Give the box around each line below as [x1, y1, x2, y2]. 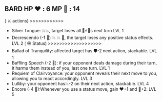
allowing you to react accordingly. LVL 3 [11, 75, 92, 81]
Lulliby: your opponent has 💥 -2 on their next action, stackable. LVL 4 [11, 81, 149, 86]
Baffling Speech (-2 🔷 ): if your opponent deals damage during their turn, [11, 60, 157, 66]
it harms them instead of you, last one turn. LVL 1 [11, 65, 110, 71]
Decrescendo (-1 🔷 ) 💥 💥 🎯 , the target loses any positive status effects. [11, 35, 154, 40]
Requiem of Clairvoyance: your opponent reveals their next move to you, [11, 70, 158, 76]
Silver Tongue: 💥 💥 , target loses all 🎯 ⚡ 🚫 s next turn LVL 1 [11, 27, 124, 33]
